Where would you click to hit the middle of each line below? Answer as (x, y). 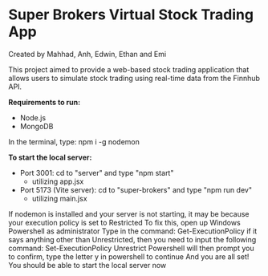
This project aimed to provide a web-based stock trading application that (129, 69)
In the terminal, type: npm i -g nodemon (74, 141)
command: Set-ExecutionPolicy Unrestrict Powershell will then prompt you (131, 248)
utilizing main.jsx (59, 198)
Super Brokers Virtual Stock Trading (131, 15)
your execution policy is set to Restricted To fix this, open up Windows (124, 222)
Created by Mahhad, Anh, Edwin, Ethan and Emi (87, 54)
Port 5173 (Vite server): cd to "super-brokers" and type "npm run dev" (136, 189)
